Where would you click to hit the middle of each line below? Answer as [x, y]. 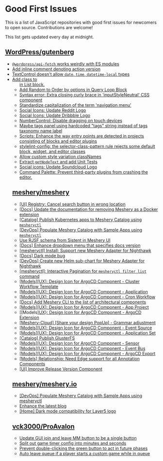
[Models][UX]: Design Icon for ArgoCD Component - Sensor [79, 343]
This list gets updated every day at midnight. [49, 37]
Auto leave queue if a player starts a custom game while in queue [85, 454]
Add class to [24, 79]
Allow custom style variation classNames [60, 157]
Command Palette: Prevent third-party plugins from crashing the [83, 172]
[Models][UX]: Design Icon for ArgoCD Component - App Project [84, 307]
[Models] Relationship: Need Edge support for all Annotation [79, 358]
